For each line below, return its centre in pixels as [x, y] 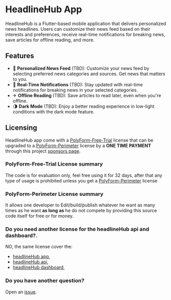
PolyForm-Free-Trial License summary [54, 164]
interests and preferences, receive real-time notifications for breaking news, [86, 34]
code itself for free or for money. [40, 216]
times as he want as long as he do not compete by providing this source [81, 211]
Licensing [21, 128]
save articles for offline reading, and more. [50, 40]
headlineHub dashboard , [39, 267]
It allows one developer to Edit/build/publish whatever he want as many [80, 205]
